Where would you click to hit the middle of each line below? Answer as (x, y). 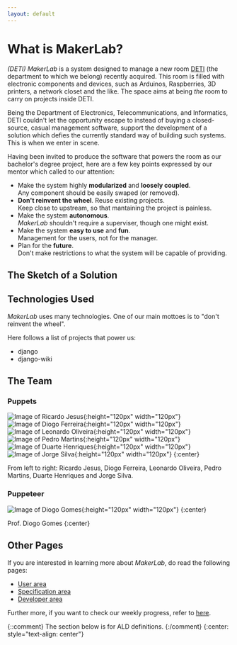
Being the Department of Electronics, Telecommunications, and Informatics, (118, 112)
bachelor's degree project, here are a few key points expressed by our (110, 164)
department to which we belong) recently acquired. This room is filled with (116, 76)
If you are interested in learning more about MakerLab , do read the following (119, 562)
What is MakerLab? (65, 49)
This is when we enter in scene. (54, 142)
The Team (30, 381)
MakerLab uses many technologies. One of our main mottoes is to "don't (113, 316)
